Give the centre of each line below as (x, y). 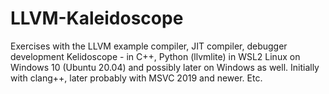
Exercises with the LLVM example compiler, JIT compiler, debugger (149, 46)
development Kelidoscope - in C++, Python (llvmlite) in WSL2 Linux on (155, 56)
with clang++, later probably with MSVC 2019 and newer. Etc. (136, 78)
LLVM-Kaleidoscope (97, 18)
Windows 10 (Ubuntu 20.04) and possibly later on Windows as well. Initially (165, 67)
